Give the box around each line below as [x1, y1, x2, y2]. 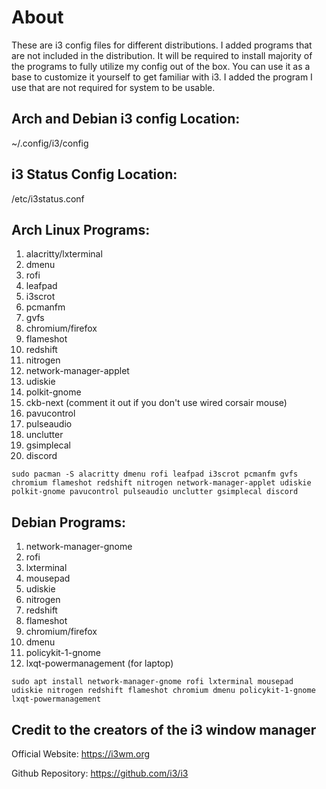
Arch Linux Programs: [11, 221, 151, 238]
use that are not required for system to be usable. [11, 81, 216, 93]
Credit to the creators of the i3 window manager [11, 721, 317, 738]
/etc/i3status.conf [11, 192, 85, 205]
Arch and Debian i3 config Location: [11, 111, 241, 128]
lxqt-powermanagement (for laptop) [25, 657, 174, 670]
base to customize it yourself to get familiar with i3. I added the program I [11, 71, 313, 83]
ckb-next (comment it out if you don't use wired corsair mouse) [25, 397, 288, 409]
